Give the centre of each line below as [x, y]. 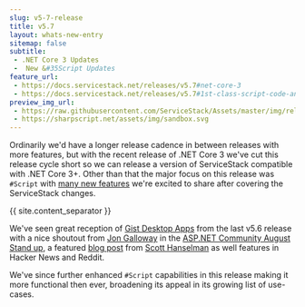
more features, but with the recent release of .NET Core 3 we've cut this [144, 154]
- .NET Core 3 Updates [56, 60]
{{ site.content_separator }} [60, 211]
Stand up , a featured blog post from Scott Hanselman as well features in [144, 248]
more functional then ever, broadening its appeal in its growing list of [138, 285]
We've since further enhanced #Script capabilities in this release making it [149, 275]
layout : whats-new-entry [56, 35]
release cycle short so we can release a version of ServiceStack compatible [151, 164]
